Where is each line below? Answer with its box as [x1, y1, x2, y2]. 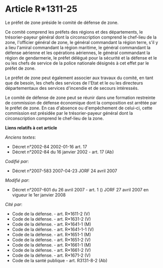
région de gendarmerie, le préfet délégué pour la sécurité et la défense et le [5, 55, 157, 61]
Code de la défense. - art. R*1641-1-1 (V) [12, 226, 94, 232]
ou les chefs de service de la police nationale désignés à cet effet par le [5, 60, 149, 66]
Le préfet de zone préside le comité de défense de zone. [5, 20, 119, 25]
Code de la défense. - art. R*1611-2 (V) [12, 211, 90, 217]
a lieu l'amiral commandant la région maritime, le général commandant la [5, 44, 151, 50]
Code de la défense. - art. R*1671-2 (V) [12, 252, 91, 258]
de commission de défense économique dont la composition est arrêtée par [5, 100, 157, 105]
